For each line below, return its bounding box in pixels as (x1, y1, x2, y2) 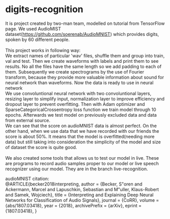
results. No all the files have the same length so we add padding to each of (5, 63, 162, 69)
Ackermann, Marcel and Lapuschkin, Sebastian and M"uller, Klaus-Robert (5, 186, 159, 192)
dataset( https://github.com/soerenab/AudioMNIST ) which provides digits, (5, 31, 159, 37)
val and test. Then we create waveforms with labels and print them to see (5, 58, 159, 64)
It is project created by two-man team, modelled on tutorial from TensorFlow (5, 20, 165, 26)
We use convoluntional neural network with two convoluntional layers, (5, 90, 151, 96)
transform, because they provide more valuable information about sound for (5, 74, 164, 80)
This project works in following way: (5, 47, 81, 53)
